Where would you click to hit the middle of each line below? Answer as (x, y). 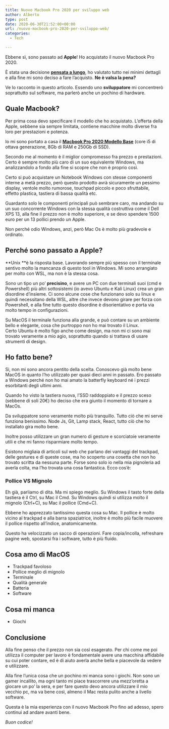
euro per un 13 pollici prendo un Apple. (45, 219)
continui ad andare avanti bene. (38, 712)
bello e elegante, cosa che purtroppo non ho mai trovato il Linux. (72, 325)
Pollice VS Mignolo (29, 481)
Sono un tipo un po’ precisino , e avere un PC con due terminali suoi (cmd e (83, 283)
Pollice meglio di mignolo (39, 572)
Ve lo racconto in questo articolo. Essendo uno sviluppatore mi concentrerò (84, 87)
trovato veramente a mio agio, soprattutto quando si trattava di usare (77, 336)
